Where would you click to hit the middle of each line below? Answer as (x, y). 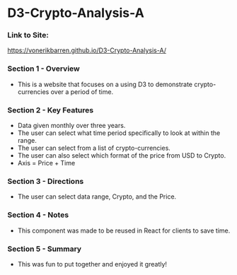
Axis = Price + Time (46, 163)
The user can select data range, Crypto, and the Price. (97, 197)
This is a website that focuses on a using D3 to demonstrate (105, 84)
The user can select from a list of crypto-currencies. (94, 148)
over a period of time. (82, 92)
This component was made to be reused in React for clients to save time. (124, 230)
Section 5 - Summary (45, 249)
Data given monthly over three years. (71, 126)
